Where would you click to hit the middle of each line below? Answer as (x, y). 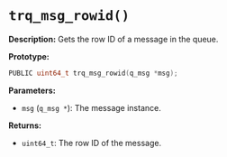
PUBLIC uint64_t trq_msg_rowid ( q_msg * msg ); (93, 73)
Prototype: (29, 56)
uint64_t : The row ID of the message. (91, 143)
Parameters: (32, 90)
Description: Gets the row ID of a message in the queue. (113, 39)
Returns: (25, 125)
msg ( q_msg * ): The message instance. (91, 107)
